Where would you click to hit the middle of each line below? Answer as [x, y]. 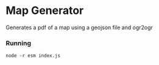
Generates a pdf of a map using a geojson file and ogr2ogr [79, 27]
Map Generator [45, 11]
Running [19, 43]
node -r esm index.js [33, 56]
